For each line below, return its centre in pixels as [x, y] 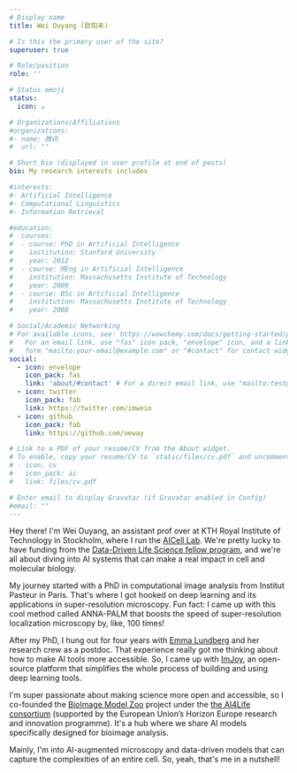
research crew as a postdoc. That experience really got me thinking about [144, 650]
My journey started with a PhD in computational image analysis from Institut [147, 585]
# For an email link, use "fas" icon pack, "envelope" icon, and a [140, 342]
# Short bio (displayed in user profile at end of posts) [118, 163]
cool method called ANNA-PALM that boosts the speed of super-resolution [145, 614]
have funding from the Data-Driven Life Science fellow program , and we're [145, 550]
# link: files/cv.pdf [53, 482]
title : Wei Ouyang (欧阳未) [59, 26]
